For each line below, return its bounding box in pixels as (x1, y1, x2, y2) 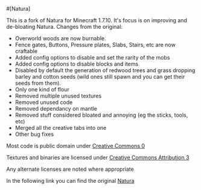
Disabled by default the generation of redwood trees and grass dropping (14, 67, 196, 74)
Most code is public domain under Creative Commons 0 (6, 142, 145, 149)
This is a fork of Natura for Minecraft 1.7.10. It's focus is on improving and (6, 17, 187, 23)
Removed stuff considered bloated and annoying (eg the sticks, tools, (14, 111, 188, 118)
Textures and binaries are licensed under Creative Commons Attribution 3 (6, 154, 190, 161)
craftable (14, 47, 38, 55)
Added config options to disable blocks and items (14, 60, 139, 67)
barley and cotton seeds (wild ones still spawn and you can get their (14, 73, 185, 80)
